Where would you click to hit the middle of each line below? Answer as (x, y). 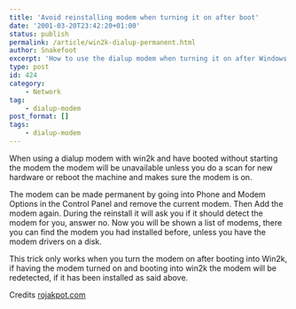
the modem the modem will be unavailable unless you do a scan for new (141, 167)
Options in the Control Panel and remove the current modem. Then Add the (146, 203)
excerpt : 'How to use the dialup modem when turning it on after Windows (148, 59)
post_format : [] (39, 116)
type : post (29, 67)
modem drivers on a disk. (55, 242)
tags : (19, 125)
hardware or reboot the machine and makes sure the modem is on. (131, 177)
